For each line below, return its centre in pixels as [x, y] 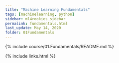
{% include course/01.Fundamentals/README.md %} [60, 47]
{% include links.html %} [30, 56]
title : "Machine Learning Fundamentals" [48, 10]
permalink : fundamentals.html [37, 23]
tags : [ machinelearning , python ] [40, 14]
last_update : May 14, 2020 [33, 28]
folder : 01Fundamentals [30, 32]
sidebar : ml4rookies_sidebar [35, 19]
